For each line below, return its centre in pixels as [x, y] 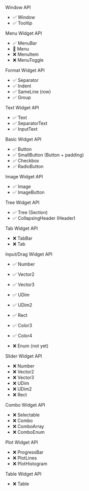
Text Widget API [22, 108]
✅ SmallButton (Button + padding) [48, 155]
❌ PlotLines [25, 458]
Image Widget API [24, 177]
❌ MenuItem [26, 54]
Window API [18, 7]
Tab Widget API [22, 228]
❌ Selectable [26, 415]
